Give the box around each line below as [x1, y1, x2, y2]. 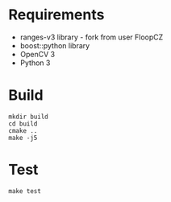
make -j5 [8, 134, 38, 142]
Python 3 [19, 58, 51, 68]
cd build [8, 119, 38, 128]
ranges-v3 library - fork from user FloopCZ [19, 32, 164, 42]
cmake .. [8, 126, 38, 134]
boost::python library [19, 40, 90, 50]
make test [8, 187, 42, 195]
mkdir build [8, 113, 48, 121]
